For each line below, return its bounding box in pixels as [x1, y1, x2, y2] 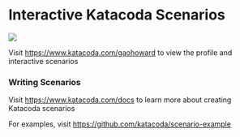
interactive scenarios [8, 56, 79, 66]
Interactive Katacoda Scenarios [8, 6, 225, 24]
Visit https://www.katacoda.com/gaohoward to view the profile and [8, 47, 233, 58]
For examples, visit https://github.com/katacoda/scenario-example [8, 119, 231, 129]
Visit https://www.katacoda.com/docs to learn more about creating [8, 95, 232, 105]
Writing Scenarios [8, 76, 81, 88]
